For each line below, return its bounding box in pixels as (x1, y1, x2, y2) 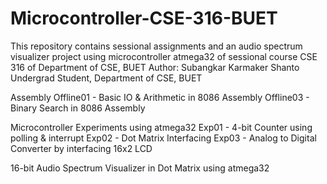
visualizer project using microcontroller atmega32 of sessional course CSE (10, 50, 318, 62)
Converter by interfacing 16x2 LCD (10, 142, 153, 154)
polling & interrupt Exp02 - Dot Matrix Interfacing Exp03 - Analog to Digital (10, 132, 317, 144)
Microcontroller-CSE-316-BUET (10, 7, 278, 30)
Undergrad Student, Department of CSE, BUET (10, 72, 203, 84)
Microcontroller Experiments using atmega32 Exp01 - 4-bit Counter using (10, 121, 313, 133)
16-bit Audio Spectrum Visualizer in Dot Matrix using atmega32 (10, 162, 270, 174)
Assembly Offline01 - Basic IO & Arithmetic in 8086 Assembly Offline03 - (10, 91, 310, 103)
